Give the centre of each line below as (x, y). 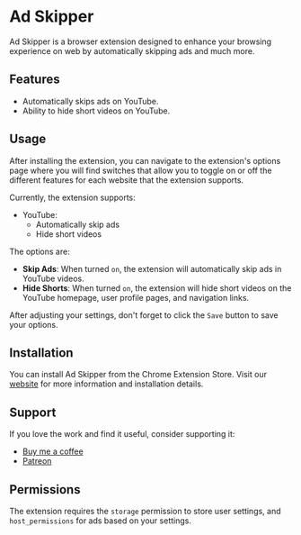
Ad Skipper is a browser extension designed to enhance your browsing (141, 41)
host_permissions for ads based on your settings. (100, 521)
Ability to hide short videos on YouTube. (96, 111)
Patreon (37, 461)
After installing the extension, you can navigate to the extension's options (145, 160)
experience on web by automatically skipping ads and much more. (132, 50)
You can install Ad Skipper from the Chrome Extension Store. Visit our (138, 375)
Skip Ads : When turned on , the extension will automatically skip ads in (152, 268)
